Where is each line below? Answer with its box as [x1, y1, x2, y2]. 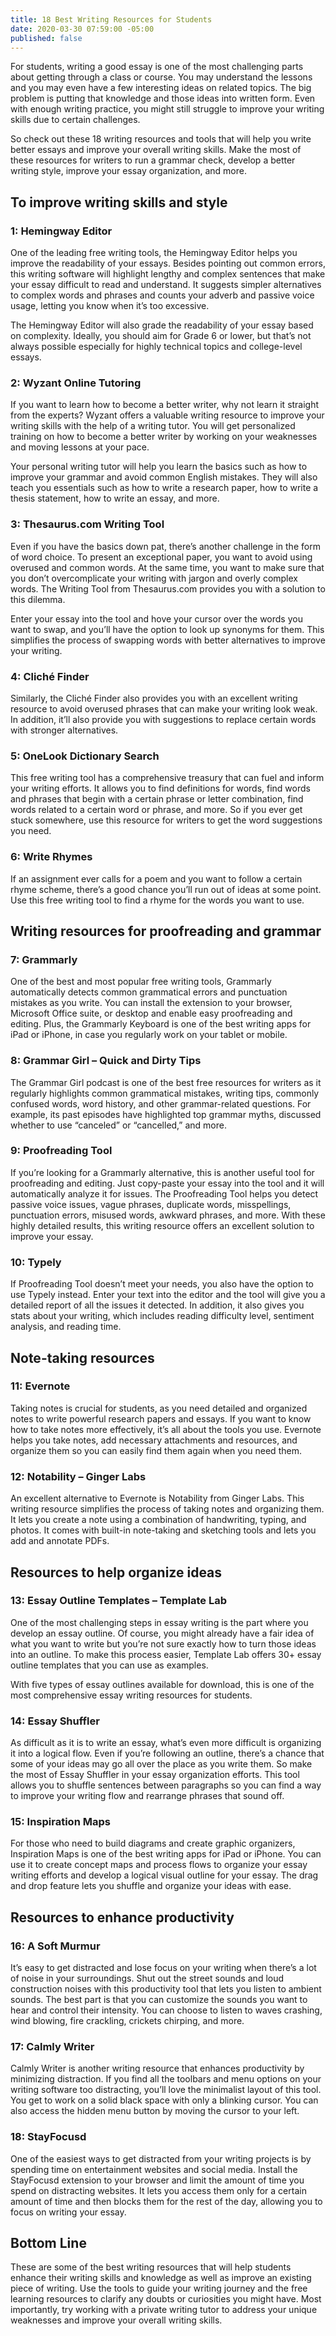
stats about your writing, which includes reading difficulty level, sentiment [10, 1310, 315, 1322]
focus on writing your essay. [10, 2206, 127, 2218]
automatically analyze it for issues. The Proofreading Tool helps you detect [10, 1187, 319, 1200]
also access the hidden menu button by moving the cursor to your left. [10, 2105, 300, 2117]
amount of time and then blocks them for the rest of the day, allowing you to [10, 2195, 323, 2207]
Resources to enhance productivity [10, 1909, 235, 1926]
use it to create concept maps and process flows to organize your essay [10, 1859, 308, 1871]
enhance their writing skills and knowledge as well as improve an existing [10, 2272, 312, 2284]
